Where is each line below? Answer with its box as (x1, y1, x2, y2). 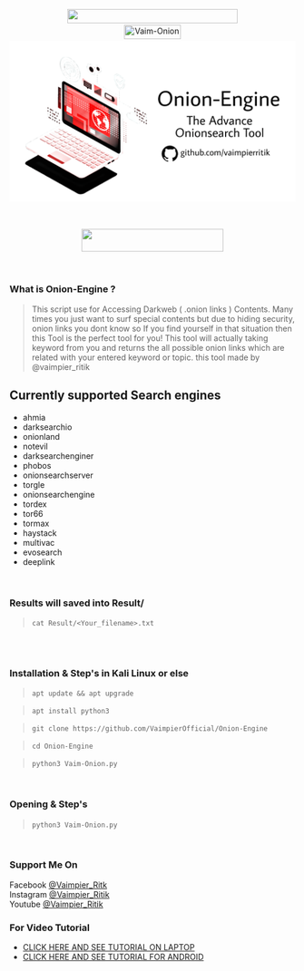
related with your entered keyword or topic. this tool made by (31, 352, 260, 363)
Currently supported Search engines (9, 388, 221, 403)
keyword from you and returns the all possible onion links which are (31, 342, 285, 353)
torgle (22, 479, 45, 490)
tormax (22, 518, 50, 529)
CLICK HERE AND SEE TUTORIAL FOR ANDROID (22, 952, 204, 963)
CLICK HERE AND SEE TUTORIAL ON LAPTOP (22, 942, 195, 953)
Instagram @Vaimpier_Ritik (9, 888, 111, 899)
